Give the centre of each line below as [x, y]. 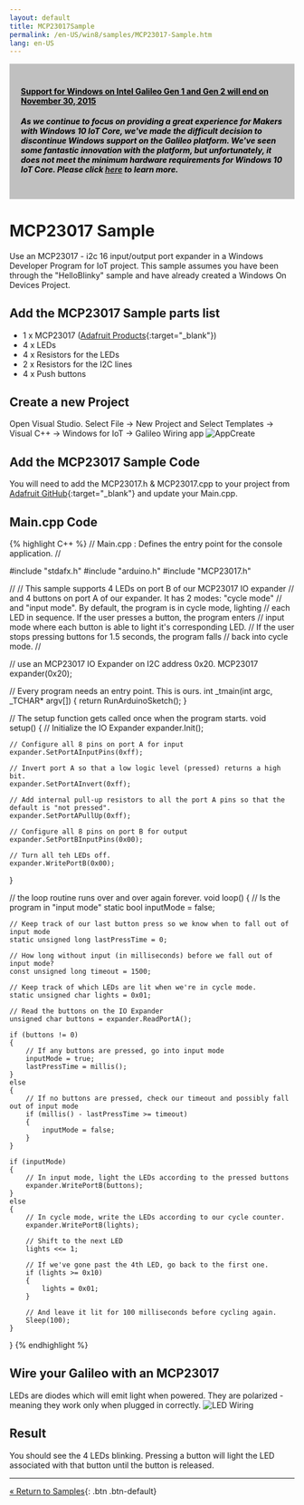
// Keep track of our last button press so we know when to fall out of [149, 924]
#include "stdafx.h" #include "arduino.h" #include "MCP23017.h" [130, 571]
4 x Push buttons [54, 373]
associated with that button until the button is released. [112, 1465]
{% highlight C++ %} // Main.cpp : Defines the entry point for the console [146, 544]
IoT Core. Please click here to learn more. [100, 169]
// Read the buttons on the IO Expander [87, 1011]
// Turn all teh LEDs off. [60, 855]
